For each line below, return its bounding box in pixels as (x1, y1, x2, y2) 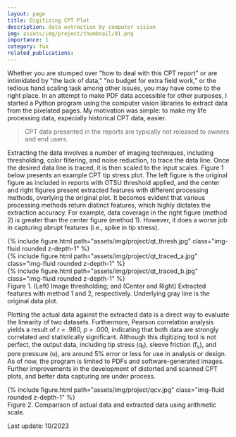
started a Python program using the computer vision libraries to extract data (7, 99, 228, 107)
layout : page (7, 10, 46, 18)
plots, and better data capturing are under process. (7, 372, 156, 380)
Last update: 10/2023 (7, 422, 69, 430)
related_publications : (7, 50, 74, 57)
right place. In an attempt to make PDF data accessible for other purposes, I (7, 91, 228, 99)
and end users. (24, 134, 68, 143)
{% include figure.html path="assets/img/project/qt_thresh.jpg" (7, 236, 192, 245)
